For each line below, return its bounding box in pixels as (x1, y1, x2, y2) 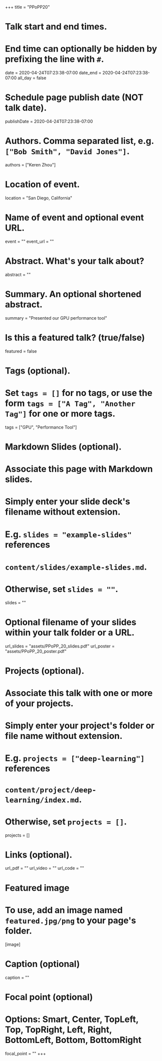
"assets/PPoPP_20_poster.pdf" (5, 648, 67, 654)
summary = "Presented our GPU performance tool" (5, 315, 108, 321)
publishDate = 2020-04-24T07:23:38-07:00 (5, 119, 93, 125)
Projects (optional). (5, 665, 85, 676)
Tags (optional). (5, 365, 70, 376)
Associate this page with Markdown (5, 464, 153, 475)
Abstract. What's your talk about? (5, 255, 145, 267)
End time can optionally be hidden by (5, 43, 157, 54)
